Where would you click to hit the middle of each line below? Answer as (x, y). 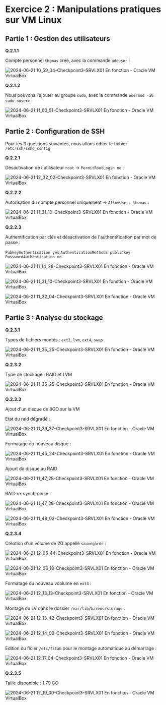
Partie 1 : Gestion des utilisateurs (58, 39)
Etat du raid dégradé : (28, 419)
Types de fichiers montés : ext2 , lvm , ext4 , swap (54, 339)
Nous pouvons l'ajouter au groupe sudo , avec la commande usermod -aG (79, 95)
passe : (13, 242)
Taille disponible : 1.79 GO (32, 683)
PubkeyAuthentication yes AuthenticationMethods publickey (68, 252)
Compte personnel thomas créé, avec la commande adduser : (68, 61)
